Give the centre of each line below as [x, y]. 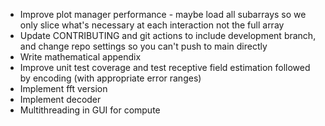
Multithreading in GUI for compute [90, 110]
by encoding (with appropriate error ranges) [110, 78]
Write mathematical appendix [80, 57]
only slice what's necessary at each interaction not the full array [152, 25]
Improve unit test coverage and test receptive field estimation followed [165, 67]
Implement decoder [60, 99]
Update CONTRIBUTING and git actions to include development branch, [168, 35]
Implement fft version [63, 88]
